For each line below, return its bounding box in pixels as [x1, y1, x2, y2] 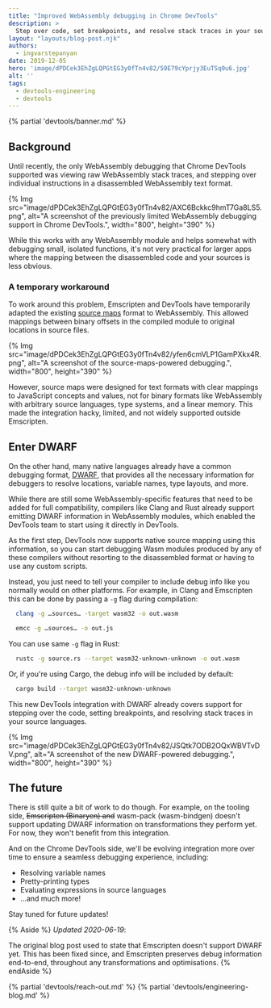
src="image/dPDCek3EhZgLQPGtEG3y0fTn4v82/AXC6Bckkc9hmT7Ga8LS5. [8, 203, 262, 212]
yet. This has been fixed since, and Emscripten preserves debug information [8, 949, 262, 959]
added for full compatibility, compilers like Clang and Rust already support [8, 503, 255, 512]
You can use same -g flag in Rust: [8, 638, 120, 648]
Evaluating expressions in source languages [19, 885, 167, 895]
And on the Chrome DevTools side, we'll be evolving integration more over [8, 844, 256, 854]
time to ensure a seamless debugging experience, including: [8, 852, 209, 862]
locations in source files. [8, 325, 90, 335]
